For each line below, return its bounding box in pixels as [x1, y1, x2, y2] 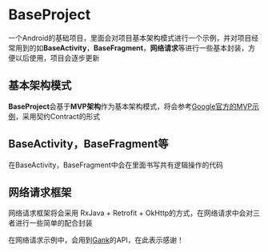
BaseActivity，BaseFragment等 [8, 138, 170, 151]
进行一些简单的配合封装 [14, 218, 93, 228]
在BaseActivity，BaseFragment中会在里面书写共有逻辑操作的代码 [8, 160, 224, 170]
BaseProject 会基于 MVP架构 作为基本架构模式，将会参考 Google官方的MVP [8, 102, 253, 111]
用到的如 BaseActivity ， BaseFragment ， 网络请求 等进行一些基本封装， [14, 42, 249, 53]
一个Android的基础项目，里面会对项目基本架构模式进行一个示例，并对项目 [8, 33, 252, 42]
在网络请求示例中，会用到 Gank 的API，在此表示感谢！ [8, 235, 184, 245]
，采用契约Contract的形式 [15, 111, 101, 121]
